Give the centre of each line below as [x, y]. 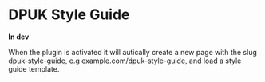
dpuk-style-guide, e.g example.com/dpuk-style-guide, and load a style [125, 61]
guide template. [34, 68]
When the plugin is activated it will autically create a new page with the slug [133, 52]
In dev [19, 37]
